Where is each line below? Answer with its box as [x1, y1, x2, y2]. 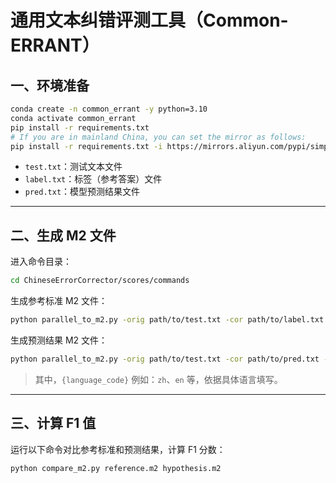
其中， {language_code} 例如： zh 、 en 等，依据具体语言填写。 [34, 373, 283, 385]
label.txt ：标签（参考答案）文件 [24, 173, 163, 185]
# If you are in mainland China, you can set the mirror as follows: [10, 132, 307, 142]
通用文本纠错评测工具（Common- [10, 9, 289, 32]
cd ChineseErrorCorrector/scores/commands [10, 276, 190, 286]
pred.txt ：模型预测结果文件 [24, 186, 141, 198]
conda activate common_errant [10, 113, 137, 123]
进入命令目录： [10, 256, 72, 268]
